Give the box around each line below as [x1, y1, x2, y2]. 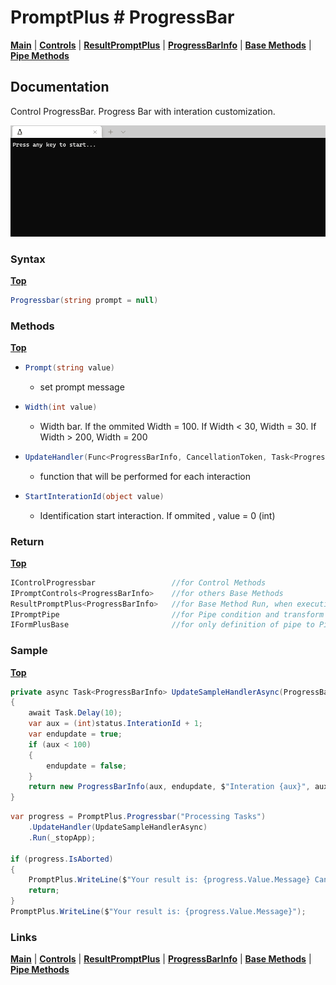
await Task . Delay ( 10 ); [28, 708, 123, 718]
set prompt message [39, 381, 125, 393]
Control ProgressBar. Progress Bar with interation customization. [10, 105, 276, 117]
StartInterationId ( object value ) [24, 491, 165, 501]
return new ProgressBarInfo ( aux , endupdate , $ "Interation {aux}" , [28, 782, 311, 792]
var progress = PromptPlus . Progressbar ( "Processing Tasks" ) [10, 812, 267, 822]
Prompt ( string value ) [24, 363, 115, 373]
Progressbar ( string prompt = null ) [10, 295, 159, 305]
